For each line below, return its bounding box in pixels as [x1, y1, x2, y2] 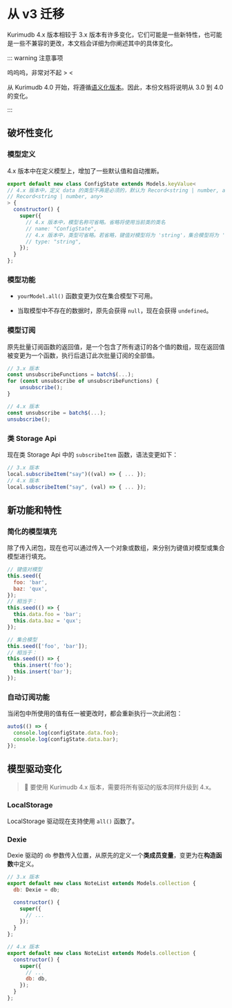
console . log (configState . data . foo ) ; [13, 729, 119, 737]
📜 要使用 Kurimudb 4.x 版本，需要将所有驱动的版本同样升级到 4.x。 [23, 782, 215, 791]
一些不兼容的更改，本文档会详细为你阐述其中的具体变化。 [12, 39, 177, 47]
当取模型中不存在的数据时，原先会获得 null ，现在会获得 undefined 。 [17, 306, 213, 315]
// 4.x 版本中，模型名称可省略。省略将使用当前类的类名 [25, 219, 166, 226]
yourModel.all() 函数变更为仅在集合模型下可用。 [17, 292, 157, 300]
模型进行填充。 [7, 553, 50, 561]
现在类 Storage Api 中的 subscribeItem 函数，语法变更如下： [7, 450, 179, 459]
